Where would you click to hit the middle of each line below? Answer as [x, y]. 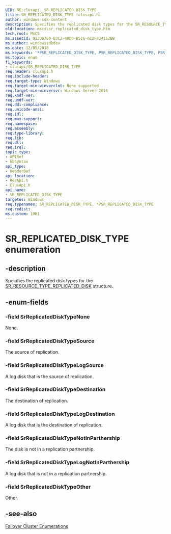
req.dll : [15, 143]
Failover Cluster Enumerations [37, 526]
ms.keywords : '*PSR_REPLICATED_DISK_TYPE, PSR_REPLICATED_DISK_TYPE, [81, 52]
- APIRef [15, 157]
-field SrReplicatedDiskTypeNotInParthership [63, 438]
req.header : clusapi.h [29, 72]
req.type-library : [25, 133]
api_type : [16, 166]
